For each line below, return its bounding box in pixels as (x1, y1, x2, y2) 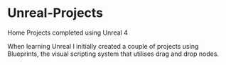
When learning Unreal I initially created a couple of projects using (7, 42, 199, 50)
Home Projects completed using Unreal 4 (7, 28, 128, 37)
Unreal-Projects (7, 5, 104, 21)
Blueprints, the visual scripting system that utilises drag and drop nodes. (7, 49, 219, 58)
